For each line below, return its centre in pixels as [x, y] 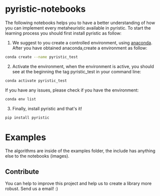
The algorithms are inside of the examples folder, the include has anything [80, 151]
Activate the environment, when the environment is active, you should [83, 66]
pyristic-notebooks [46, 9]
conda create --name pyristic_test [42, 57]
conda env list [21, 99]
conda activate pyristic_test [36, 81]
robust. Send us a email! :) [32, 189]
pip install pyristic [27, 117]
